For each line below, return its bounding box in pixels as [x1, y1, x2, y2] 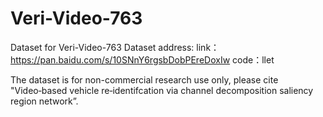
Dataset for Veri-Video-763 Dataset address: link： [10, 41, 220, 53]
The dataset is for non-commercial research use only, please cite [10, 73, 279, 86]
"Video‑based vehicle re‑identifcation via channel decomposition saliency [10, 84, 314, 96]
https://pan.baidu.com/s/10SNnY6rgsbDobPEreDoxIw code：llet [10, 53, 275, 66]
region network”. [10, 95, 79, 107]
